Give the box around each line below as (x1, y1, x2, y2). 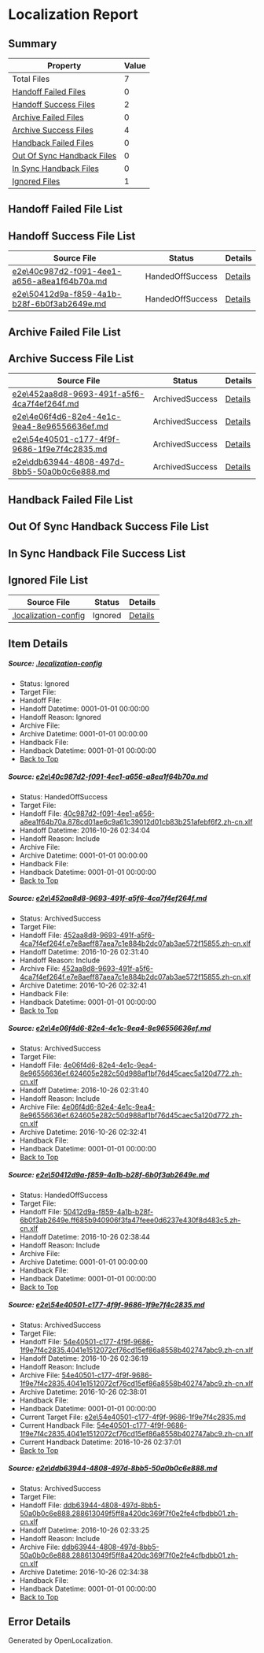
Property (46, 61, 82, 71)
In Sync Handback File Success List (8, 547, 186, 560)
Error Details (8, 1614, 71, 1628)
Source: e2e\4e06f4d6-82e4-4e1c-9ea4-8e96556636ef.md (8, 1024, 211, 1033)
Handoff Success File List (8, 229, 136, 243)
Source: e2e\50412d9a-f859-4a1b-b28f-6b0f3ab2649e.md (8, 1170, 210, 1180)
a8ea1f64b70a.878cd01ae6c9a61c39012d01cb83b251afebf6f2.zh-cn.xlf (19, 817, 253, 826)
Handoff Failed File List (8, 202, 123, 216)
